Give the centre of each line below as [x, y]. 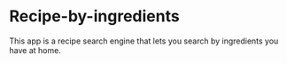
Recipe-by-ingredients [94, 16]
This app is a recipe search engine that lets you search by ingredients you [144, 41]
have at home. [35, 50]
